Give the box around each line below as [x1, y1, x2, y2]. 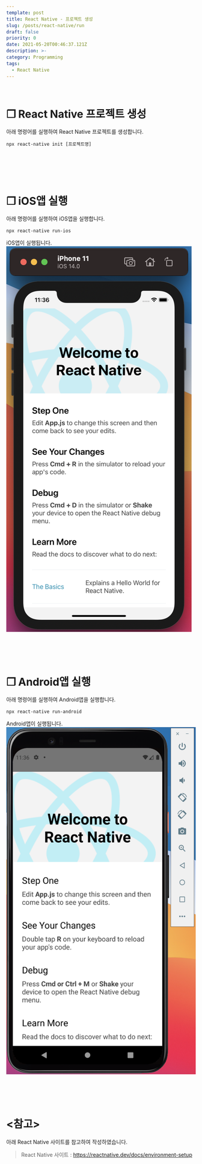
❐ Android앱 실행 [6, 675, 91, 689]
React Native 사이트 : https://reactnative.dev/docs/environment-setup [20, 1151, 192, 1158]
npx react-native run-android [6, 709, 82, 715]
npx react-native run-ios [6, 228, 71, 234]
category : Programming [6, 54, 63, 60]
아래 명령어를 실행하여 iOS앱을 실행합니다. [6, 215, 105, 222]
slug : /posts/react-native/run [6, 22, 85, 28]
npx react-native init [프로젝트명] [6, 142, 92, 148]
